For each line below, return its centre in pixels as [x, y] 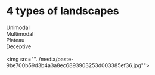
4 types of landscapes [63, 11]
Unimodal [18, 27]
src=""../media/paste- [47, 59]
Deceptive [19, 46]
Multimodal [20, 33]
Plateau [15, 40]
